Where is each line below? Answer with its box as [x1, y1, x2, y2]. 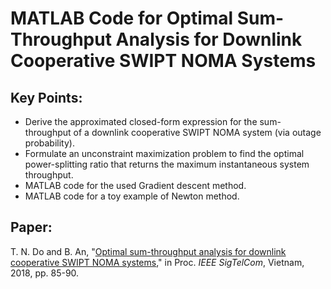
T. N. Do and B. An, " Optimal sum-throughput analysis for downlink [10, 245, 287, 257]
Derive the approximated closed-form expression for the [24, 116, 258, 127]
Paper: [10, 219, 53, 236]
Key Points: [10, 89, 83, 106]
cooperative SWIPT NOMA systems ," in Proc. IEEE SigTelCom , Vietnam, [10, 256, 305, 268]
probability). [24, 137, 75, 149]
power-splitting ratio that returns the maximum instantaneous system [24, 158, 310, 170]
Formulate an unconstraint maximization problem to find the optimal [24, 148, 305, 159]
